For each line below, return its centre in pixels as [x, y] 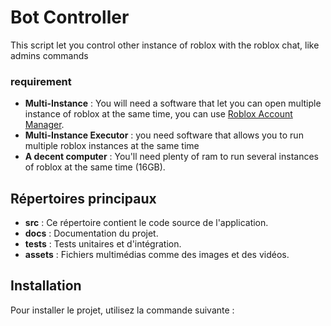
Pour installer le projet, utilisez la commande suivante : [122, 310]
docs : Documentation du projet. [91, 233]
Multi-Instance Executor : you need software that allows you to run [164, 135]
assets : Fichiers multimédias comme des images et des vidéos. [157, 255]
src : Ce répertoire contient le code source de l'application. [146, 223]
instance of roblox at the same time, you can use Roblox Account [158, 114]
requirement [41, 81]
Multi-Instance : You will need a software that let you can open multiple [173, 103]
